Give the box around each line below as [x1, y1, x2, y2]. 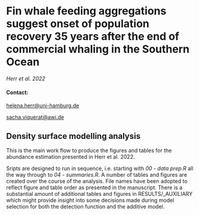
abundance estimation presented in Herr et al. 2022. [6, 153, 135, 160]
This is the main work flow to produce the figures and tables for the [6, 147, 172, 154]
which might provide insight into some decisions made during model [6, 196, 174, 204]
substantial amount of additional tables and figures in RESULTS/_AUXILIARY [6, 190, 193, 197]
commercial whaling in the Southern [6, 43, 190, 56]
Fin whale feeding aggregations [6, 4, 167, 18]
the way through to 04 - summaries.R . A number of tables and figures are [6, 171, 187, 178]
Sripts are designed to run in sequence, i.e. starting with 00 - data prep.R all [6, 165, 194, 172]
